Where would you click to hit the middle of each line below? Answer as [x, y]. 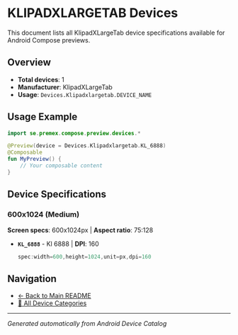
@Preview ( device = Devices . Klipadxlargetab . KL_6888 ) [87, 146]
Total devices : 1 [41, 79]
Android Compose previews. [49, 40]
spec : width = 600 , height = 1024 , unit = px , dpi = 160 [84, 256]
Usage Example [42, 117]
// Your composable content [61, 166]
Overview [29, 63]
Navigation [32, 279]
